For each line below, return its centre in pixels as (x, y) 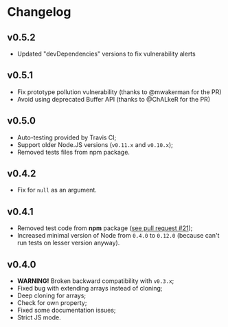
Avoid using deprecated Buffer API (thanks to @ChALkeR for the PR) (114, 99)
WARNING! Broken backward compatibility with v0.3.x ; (95, 281)
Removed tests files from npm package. (73, 152)
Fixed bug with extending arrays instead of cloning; (90, 289)
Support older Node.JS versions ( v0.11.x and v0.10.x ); (95, 144)
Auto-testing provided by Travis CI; (67, 137)
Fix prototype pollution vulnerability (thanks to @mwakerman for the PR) (119, 92)
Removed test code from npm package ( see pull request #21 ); (105, 228)
